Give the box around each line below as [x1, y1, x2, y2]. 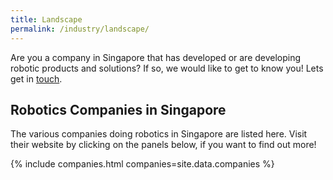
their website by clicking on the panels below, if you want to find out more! [10, 139, 317, 151]
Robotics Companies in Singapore [10, 101, 227, 118]
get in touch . [10, 72, 63, 85]
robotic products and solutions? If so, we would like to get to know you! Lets [10, 62, 324, 74]
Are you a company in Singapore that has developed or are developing [10, 51, 302, 63]
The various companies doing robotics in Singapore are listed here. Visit [10, 128, 308, 140]
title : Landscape [10, 14, 83, 25]
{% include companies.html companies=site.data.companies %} [10, 158, 275, 170]
